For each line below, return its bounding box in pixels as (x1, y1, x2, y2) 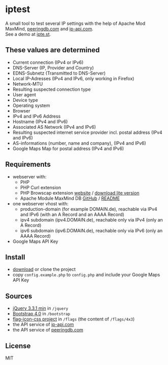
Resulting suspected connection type (12, 86, 91, 92)
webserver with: (12, 173, 47, 179)
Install (5, 252, 25, 262)
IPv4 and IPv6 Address (12, 113, 61, 119)
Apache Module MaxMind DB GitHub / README (20, 195, 120, 201)
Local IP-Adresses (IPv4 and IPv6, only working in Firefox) (12, 75, 135, 82)
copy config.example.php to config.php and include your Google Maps (12, 272, 160, 278)
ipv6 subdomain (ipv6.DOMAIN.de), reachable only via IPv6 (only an (20, 227, 163, 234)
